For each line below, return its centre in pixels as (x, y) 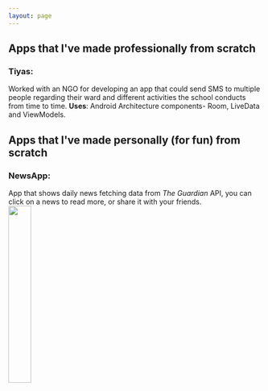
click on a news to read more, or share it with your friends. (105, 202)
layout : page (30, 16)
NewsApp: (29, 176)
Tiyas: (21, 71)
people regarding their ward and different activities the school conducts (127, 98)
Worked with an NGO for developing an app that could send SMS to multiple (134, 89)
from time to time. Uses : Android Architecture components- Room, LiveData (134, 106)
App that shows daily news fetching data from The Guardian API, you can (130, 193)
